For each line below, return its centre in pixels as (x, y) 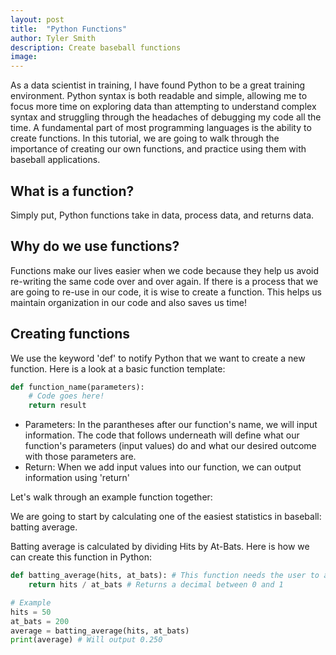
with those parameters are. (80, 457)
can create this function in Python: (81, 557)
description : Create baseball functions (96, 47)
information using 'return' (77, 478)
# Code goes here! (66, 396)
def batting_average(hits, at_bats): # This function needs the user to (165, 576)
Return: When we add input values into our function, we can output (163, 467)
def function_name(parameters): (77, 387)
